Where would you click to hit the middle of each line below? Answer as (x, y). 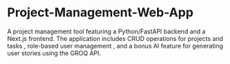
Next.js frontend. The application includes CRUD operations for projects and (115, 38)
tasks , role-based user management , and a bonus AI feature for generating (115, 46)
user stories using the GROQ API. (54, 53)
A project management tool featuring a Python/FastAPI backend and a (106, 31)
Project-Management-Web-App (101, 13)
